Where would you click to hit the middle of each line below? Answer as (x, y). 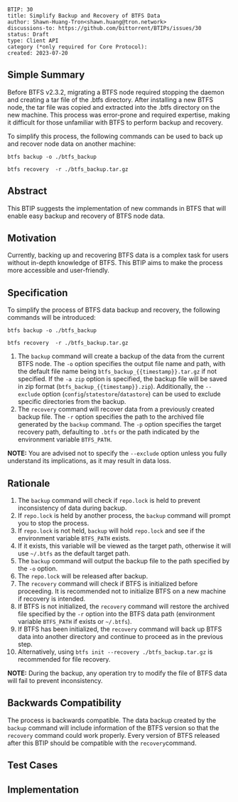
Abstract (27, 191)
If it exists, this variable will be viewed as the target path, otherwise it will (124, 546)
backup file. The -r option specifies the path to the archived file (111, 417)
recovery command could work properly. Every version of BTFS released (114, 735)
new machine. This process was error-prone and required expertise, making (119, 115)
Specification (38, 292)
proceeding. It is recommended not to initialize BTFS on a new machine (121, 591)
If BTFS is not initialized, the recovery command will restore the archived (123, 606)
